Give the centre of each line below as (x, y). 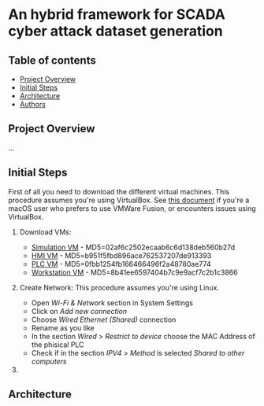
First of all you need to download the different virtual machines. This (119, 191)
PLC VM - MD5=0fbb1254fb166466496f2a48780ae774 (121, 264)
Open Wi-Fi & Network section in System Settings (112, 303)
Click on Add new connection (79, 311)
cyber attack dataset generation (115, 31)
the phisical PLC (58, 345)
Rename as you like (63, 327)
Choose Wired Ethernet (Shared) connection (104, 319)
